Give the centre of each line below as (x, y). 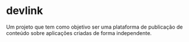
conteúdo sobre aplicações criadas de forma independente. (79, 33)
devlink (25, 11)
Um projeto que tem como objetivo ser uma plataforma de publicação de (94, 27)
